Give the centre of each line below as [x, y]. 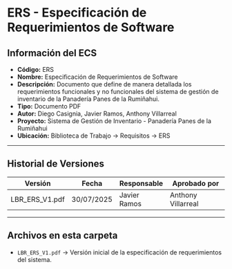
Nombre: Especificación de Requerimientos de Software [97, 77]
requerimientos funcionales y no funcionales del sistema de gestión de [118, 92]
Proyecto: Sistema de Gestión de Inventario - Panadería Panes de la [114, 121]
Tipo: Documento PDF [49, 106]
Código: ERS [35, 69]
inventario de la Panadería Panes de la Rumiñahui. [88, 99]
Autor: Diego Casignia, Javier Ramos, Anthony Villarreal [97, 113]
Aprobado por [196, 183]
